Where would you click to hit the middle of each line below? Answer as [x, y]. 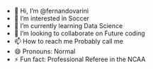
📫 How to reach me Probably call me [69, 41]
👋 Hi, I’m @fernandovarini [51, 11]
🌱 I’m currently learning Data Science [68, 26]
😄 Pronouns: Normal [45, 51]
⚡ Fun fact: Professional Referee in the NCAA [80, 59]
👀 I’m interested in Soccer [52, 18]
